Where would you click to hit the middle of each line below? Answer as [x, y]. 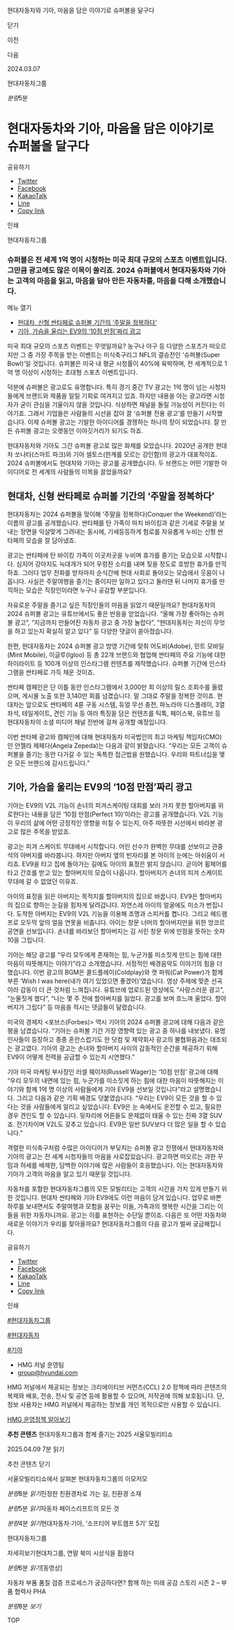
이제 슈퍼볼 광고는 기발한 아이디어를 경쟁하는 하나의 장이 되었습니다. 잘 [124, 422]
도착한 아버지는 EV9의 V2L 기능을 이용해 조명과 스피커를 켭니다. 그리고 [112, 913]
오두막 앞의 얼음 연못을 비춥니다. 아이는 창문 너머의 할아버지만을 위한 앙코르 [123, 922]
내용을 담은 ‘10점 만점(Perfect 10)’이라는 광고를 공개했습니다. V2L [121, 814]
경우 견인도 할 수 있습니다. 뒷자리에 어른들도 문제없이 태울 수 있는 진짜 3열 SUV [115, 1115]
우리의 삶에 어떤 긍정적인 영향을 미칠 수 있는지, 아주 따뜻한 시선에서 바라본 [115, 822]
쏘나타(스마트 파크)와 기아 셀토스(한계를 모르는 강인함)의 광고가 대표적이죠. [116, 454]
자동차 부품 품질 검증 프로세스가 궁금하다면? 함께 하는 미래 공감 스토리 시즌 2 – [114, 1582]
